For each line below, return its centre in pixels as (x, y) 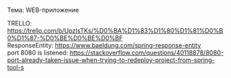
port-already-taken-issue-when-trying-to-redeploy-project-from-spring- (111, 60)
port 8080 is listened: (38, 52)
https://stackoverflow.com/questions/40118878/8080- (147, 52)
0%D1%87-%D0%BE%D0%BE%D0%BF (65, 38)
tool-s (16, 67)
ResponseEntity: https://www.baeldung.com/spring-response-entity (104, 45)
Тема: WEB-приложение (43, 10)
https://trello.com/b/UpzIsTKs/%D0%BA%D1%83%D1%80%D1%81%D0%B (115, 31)
